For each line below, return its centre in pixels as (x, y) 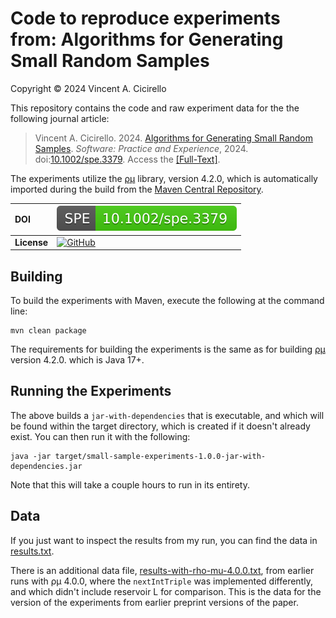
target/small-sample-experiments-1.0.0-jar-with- (160, 456)
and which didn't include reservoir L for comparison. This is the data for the (166, 591)
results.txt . (32, 551)
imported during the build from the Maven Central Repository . (137, 189)
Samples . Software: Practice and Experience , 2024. (141, 148)
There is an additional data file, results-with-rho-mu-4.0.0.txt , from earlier (162, 570)
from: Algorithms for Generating (147, 39)
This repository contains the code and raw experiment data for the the (155, 108)
